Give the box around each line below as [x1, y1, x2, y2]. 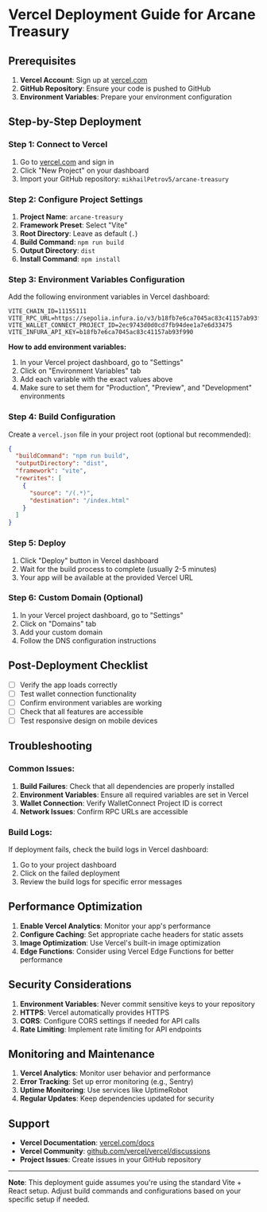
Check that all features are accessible [19, 706, 144, 717]
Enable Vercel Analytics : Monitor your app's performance [19, 921, 211, 930]
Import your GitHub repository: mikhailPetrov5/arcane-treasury [19, 173, 229, 184]
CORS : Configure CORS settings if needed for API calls [19, 1016, 200, 1025]
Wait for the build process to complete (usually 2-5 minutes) [19, 564, 217, 573]
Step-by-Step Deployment [8, 115, 141, 129]
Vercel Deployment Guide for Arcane [8, 6, 256, 24]
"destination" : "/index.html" [29, 496, 130, 504]
